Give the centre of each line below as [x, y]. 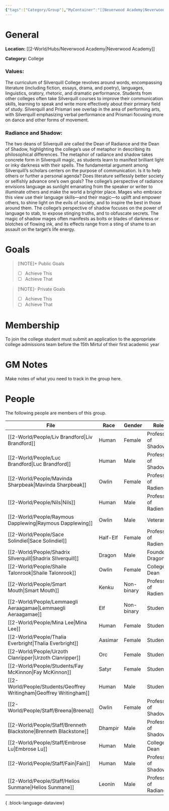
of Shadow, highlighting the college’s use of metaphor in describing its [78, 149]
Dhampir [109, 728]
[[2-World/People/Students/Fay [46, 666]
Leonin [107, 784]
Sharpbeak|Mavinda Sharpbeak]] [47, 485]
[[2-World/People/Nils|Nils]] [41, 503]
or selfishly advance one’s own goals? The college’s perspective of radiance [84, 181]
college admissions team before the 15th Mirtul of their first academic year [82, 345]
